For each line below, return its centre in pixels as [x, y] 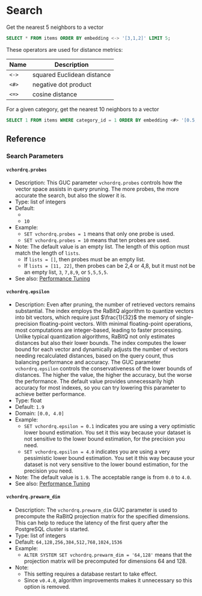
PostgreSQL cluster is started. [52, 529]
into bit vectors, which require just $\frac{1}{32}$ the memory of [95, 317]
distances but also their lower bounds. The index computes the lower [100, 343]
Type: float [28, 400]
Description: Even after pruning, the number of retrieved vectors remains [105, 305]
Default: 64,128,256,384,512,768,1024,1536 [69, 542]
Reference [26, 139]
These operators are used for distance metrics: [65, 49]
